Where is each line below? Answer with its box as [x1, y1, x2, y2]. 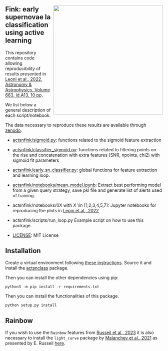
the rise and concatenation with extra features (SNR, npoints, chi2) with [12, 152, 160, 158]
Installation [5, 247, 41, 255]
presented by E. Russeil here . [5, 340, 65, 347]
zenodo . [5, 127, 22, 133]
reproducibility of [5, 65, 41, 71]
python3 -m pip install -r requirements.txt [5, 285, 99, 290]
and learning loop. [12, 172, 50, 178]
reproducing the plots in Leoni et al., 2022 [12, 207, 99, 213]
